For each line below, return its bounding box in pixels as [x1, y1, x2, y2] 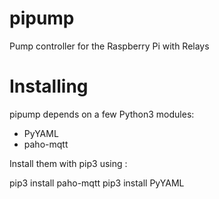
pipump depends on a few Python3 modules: [9, 108, 195, 120]
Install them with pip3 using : [9, 157, 128, 169]
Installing [9, 75, 89, 98]
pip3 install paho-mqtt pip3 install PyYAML [9, 177, 185, 189]
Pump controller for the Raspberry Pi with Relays [9, 40, 210, 52]
